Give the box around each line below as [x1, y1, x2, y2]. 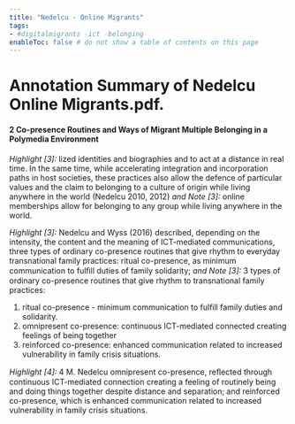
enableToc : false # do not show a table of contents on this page [9, 37, 259, 47]
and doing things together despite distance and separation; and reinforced [9, 386, 281, 397]
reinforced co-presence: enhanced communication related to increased [21, 339, 283, 350]
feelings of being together [21, 329, 117, 341]
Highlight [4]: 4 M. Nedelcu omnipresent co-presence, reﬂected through [9, 366, 273, 377]
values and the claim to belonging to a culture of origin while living [9, 181, 251, 192]
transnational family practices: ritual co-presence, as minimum [9, 255, 237, 266]
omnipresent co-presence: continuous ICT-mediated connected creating [21, 320, 287, 331]
